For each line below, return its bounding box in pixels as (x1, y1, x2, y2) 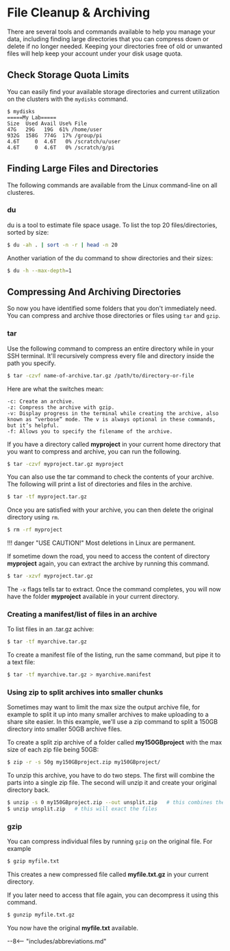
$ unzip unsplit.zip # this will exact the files (7, 806, 157, 812)
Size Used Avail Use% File (7, 120, 88, 127)
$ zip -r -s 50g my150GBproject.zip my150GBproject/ (7, 759, 161, 766)
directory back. (7, 786, 50, 794)
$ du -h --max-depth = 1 (7, 267, 72, 274)
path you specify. (7, 359, 56, 367)
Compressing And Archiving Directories (7, 286, 181, 298)
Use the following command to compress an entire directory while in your (7, 344, 214, 353)
